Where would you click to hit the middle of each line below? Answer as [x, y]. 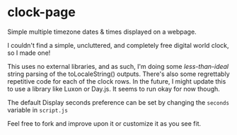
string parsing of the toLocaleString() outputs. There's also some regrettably [118, 74]
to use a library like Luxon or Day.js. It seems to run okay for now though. [114, 89]
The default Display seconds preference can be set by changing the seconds [118, 102]
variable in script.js [38, 110]
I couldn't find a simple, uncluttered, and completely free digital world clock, [118, 45]
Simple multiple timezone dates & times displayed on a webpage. [102, 32]
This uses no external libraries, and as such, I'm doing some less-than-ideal [118, 66]
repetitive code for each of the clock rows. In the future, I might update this [117, 81]
